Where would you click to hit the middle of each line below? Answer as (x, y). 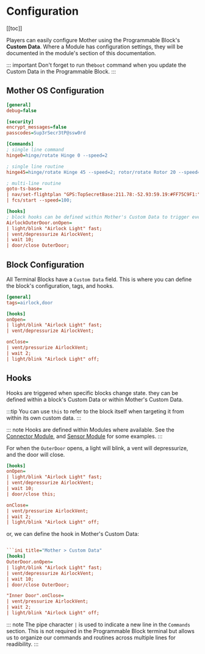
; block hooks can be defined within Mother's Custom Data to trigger (98, 217)
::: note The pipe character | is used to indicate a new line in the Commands (98, 624)
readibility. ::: (23, 644)
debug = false (21, 111)
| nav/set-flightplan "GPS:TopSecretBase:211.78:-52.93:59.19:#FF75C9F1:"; (105, 195)
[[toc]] (14, 28)
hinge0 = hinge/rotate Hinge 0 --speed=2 (57, 155)
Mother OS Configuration (56, 91)
